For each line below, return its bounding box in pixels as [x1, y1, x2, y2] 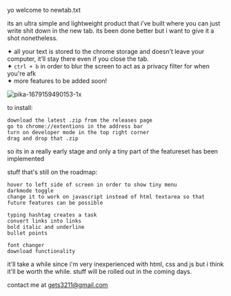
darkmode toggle [7, 187, 54, 194]
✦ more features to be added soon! [7, 77, 108, 85]
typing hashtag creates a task [7, 212, 97, 219]
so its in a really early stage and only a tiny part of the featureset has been [7, 147, 219, 155]
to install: [7, 104, 33, 111]
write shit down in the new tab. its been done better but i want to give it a [7, 27, 214, 35]
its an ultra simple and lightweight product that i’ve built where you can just [7, 19, 221, 27]
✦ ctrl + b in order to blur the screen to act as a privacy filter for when [7, 62, 210, 70]
